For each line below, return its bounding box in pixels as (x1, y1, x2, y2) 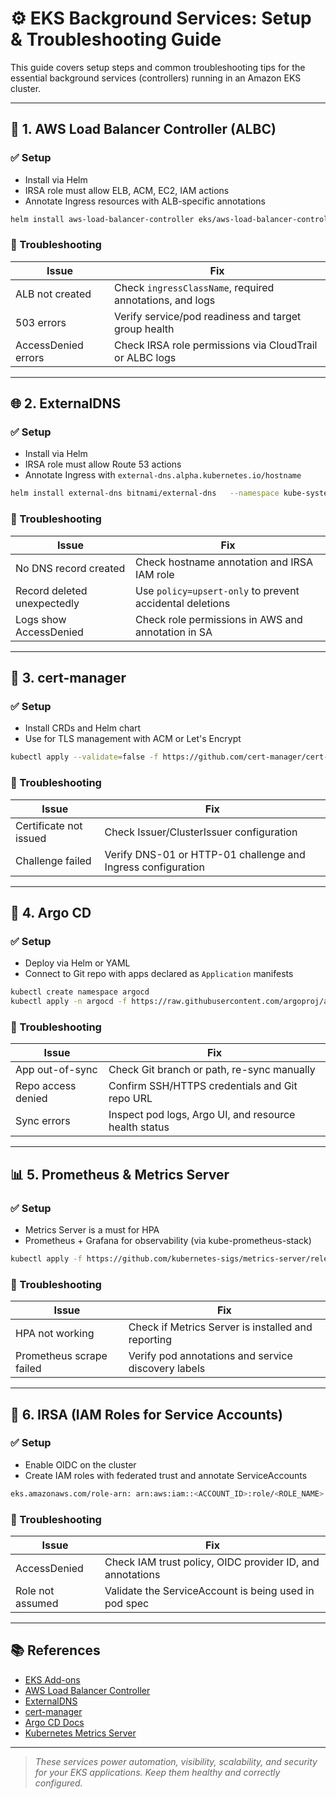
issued (15, 831, 47, 845)
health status (108, 1120, 170, 1134)
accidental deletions (134, 596, 231, 610)
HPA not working (15, 1327, 95, 1341)
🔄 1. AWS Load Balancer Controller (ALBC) (10, 121, 277, 138)
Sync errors (15, 1114, 71, 1128)
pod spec (104, 1596, 150, 1610)
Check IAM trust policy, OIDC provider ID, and (104, 1555, 320, 1569)
